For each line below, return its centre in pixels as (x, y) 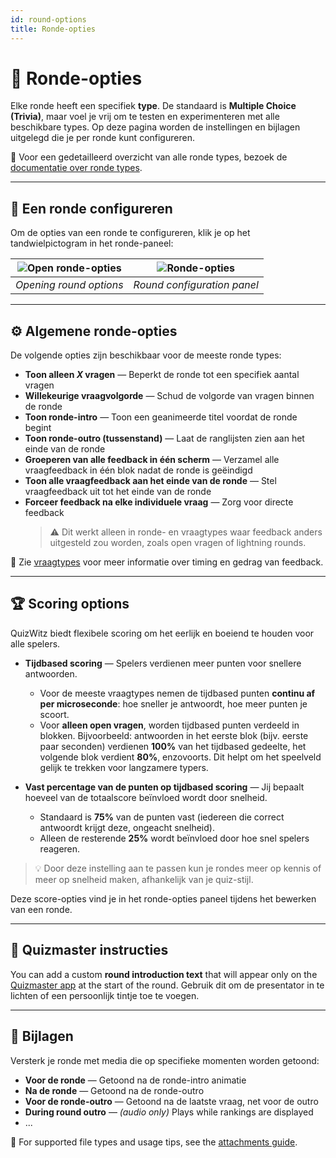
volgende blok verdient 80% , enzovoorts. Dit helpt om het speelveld (180, 757)
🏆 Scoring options (70, 604)
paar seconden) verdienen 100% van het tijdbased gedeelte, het (173, 746)
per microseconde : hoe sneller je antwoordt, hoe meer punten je (173, 703)
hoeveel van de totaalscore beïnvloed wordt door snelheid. (146, 797)
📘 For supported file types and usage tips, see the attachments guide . (154, 1142)
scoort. (54, 714)
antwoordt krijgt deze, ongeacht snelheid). (127, 827)
